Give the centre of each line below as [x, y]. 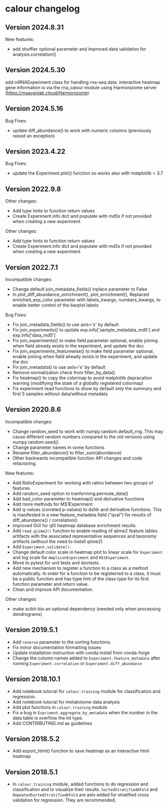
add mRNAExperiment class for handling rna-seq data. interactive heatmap [83, 82]
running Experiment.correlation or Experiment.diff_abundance [77, 663]
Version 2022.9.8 [33, 189]
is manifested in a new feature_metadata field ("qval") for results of [82, 515]
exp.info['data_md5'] [34, 335]
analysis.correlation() [34, 54]
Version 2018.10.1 [33, 679]
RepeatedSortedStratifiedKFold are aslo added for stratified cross [80, 795]
